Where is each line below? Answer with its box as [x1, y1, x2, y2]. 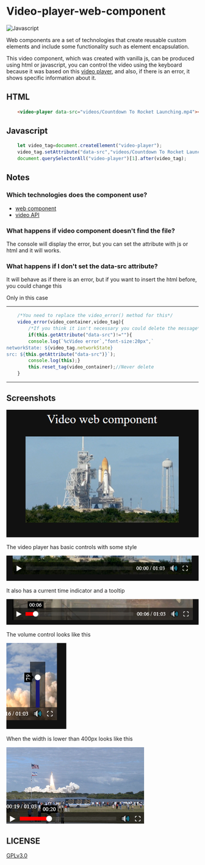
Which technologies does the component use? [6, 191, 148, 199]
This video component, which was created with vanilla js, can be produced [6, 54, 195, 62]
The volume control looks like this [6, 631, 91, 638]
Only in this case [6, 294, 48, 302]
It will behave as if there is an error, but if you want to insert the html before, [6, 276, 197, 283]
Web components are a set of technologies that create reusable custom [6, 36, 187, 43]
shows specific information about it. [6, 74, 96, 81]
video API [15, 211, 40, 218]
